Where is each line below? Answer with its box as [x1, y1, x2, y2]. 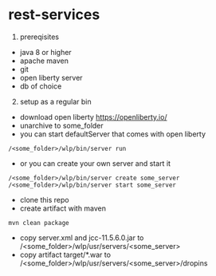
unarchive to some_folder [19, 120, 104, 130]
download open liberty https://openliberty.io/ [19, 112, 167, 121]
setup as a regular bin [19, 97, 92, 106]
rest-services [8, 6, 100, 24]
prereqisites [19, 32, 60, 41]
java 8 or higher [19, 47, 72, 57]
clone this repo [19, 195, 69, 204]
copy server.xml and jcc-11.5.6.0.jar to [19, 233, 144, 242]
